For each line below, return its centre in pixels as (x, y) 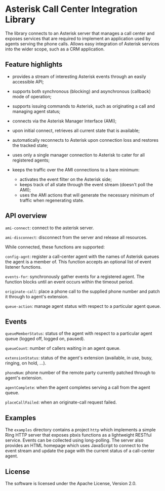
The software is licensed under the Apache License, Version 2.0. (71, 483)
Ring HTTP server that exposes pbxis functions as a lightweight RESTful (78, 435)
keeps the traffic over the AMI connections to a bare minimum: (76, 169)
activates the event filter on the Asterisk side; (66, 179)
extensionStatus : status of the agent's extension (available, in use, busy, (79, 358)
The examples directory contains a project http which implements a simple (81, 430)
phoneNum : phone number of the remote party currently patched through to (80, 373)
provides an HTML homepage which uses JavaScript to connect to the (77, 446)
